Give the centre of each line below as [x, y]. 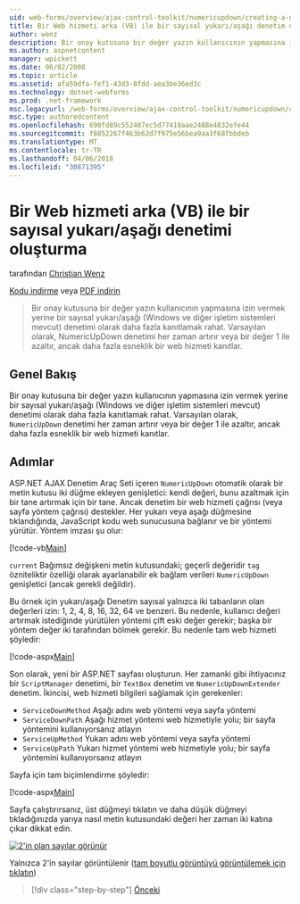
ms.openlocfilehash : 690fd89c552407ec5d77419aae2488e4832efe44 [129, 126]
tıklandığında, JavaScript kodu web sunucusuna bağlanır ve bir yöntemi [141, 521]
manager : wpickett [43, 59]
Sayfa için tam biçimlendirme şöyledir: [79, 775]
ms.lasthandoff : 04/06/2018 [62, 158]
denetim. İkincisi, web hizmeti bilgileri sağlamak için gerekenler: [126, 693]
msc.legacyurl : [37, 109]
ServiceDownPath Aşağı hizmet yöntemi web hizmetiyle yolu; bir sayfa [149, 719]
